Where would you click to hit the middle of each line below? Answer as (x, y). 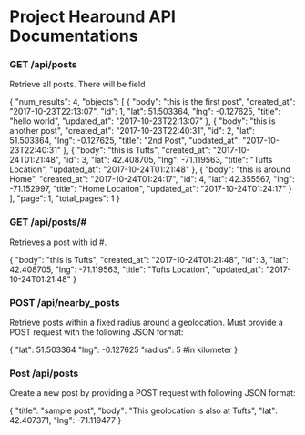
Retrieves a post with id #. (58, 242)
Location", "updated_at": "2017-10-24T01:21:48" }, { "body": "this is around (150, 169)
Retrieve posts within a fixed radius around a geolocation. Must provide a (147, 323)
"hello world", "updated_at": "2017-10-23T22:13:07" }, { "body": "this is (142, 121)
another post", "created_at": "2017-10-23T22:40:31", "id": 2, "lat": (132, 131)
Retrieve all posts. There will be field (77, 85)
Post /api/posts (44, 373)
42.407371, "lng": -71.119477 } (66, 420)
